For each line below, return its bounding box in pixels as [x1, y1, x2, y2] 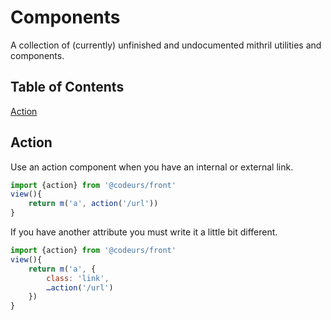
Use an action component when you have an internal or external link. [10, 161, 294, 173]
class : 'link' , [46, 273, 110, 283]
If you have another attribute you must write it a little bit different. [10, 226, 278, 238]
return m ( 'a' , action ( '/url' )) [28, 199, 159, 209]
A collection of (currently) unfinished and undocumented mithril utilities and [10, 39, 322, 51]
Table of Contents [10, 79, 125, 96]
